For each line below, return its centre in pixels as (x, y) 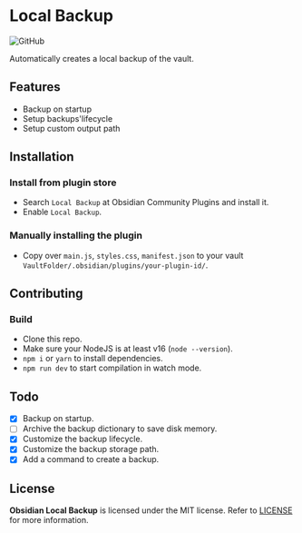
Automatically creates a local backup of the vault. (102, 58)
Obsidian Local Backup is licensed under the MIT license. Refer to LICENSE (151, 510)
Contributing (46, 294)
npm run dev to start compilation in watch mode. (112, 368)
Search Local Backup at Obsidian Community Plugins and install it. (146, 202)
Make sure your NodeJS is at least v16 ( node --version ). (127, 349)
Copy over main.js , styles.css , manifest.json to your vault (133, 255)
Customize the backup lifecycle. (83, 439)
